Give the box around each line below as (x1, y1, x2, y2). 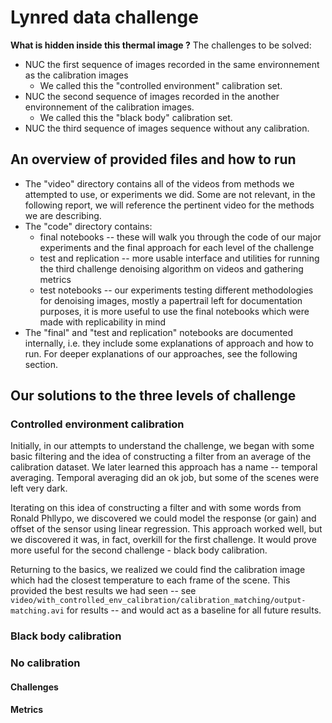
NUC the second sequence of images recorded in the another (24, 90, 280, 102)
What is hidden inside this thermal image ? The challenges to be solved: (10, 39, 312, 51)
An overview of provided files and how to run (10, 151, 297, 168)
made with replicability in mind (39, 316, 167, 328)
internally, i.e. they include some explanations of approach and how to (24, 337, 314, 349)
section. (24, 358, 59, 370)
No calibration (10, 656, 81, 670)
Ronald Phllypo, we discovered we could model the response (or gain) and (10, 512, 317, 525)
